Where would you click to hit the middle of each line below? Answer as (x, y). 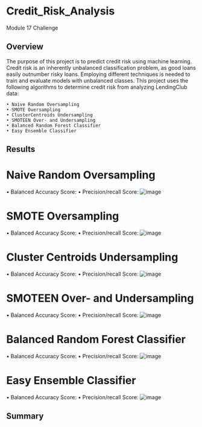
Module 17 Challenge (32, 28)
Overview (25, 47)
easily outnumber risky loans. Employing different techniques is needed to (98, 74)
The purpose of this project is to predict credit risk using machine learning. (99, 61)
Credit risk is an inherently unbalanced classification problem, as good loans (101, 68)
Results (21, 149)
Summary (25, 416)
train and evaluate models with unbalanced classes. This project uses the (97, 80)
